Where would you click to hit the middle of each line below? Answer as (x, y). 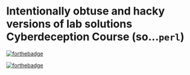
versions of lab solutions (69, 24)
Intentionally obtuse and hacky (85, 11)
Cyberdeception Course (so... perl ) (96, 37)
